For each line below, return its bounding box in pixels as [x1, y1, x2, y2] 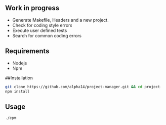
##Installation [5, 75, 33, 81]
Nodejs [12, 60, 27, 66]
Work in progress [5, 4, 59, 12]
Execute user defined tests [12, 27, 67, 33]
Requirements [5, 47, 49, 56]
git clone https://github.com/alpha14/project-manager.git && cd [5, 84, 142, 89]
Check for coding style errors [12, 22, 73, 28]
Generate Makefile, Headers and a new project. [12, 17, 109, 23]
